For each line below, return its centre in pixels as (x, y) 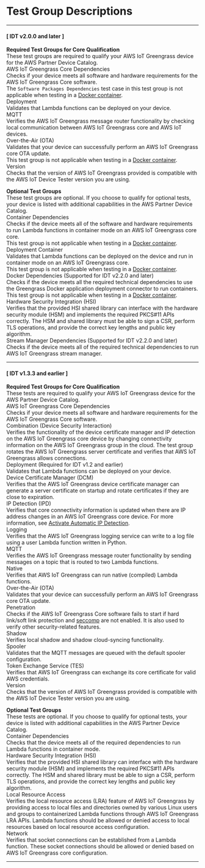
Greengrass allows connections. (47, 458)
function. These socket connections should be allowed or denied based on (100, 847)
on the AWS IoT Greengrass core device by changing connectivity (89, 439)
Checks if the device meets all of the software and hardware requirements (100, 224)
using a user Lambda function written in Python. (67, 542)
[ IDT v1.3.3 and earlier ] (37, 373)
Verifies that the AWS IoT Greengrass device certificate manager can (93, 484)
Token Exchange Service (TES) (45, 666)
